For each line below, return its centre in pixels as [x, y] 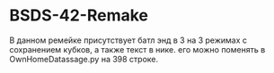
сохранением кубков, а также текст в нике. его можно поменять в [137, 49]
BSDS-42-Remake [79, 16]
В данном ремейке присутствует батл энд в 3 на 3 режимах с [128, 40]
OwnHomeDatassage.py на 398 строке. [84, 59]
